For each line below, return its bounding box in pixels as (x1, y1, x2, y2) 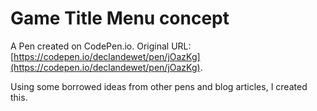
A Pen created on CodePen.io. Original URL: (10, 40, 192, 52)
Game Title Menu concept (10, 7, 230, 30)
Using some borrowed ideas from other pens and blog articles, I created (10, 80, 308, 92)
